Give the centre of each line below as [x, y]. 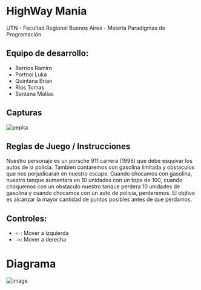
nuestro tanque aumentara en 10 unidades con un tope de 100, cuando [94, 180]
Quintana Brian [34, 81]
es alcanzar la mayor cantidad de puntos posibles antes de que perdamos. [99, 199]
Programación [24, 34]
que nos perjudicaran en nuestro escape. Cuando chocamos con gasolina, [99, 174]
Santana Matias [35, 94]
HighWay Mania [47, 11]
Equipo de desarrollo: [48, 54]
